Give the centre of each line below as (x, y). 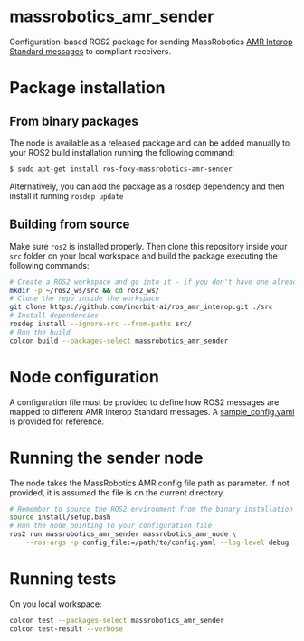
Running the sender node (106, 457)
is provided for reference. (57, 421)
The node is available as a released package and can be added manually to (150, 143)
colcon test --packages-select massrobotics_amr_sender (117, 620)
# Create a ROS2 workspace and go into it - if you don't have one (139, 282)
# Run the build (40, 332)
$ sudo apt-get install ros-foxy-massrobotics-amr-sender (121, 169)
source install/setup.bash (60, 517)
